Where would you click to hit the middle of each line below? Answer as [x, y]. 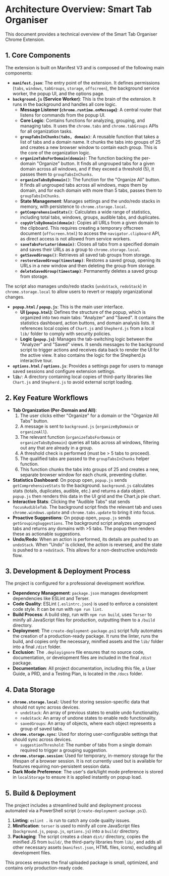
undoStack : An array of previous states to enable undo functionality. [90, 713]
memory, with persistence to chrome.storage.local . [74, 206]
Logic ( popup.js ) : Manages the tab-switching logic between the [86, 339]
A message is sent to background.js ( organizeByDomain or [79, 426]
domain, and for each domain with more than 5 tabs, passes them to [91, 190]
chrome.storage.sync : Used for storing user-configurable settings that [85, 734]
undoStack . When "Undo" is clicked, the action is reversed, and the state [87, 545]
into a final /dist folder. [37, 647]
